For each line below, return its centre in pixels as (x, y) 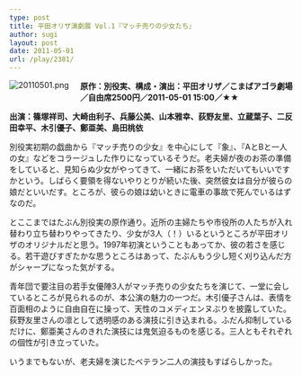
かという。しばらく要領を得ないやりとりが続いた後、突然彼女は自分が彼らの (151, 180)
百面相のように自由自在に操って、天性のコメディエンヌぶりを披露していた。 (151, 308)
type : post (30, 18)
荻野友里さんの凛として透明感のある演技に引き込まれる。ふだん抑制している (151, 320)
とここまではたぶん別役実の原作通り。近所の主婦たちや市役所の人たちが (143, 222)
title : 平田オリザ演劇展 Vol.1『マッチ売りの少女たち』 (102, 26)
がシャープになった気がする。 (64, 267)
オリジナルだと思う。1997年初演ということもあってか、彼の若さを (147, 245)
